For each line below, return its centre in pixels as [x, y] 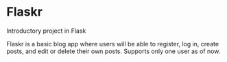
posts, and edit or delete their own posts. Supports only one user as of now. [113, 51]
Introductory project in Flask [46, 31]
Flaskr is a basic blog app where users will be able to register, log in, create [113, 44]
